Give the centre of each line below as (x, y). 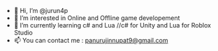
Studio (23, 32)
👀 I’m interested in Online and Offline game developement (97, 18)
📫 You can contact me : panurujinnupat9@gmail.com (91, 40)
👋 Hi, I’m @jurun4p (41, 11)
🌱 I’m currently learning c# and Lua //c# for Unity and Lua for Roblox (112, 25)
